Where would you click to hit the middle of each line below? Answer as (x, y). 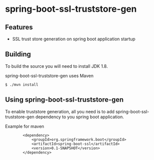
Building (18, 54)
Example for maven (25, 126)
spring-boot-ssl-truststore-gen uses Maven (49, 76)
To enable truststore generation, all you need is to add (60, 111)
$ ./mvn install (22, 84)
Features (19, 27)
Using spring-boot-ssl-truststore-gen (64, 100)
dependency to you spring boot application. (79, 117)
